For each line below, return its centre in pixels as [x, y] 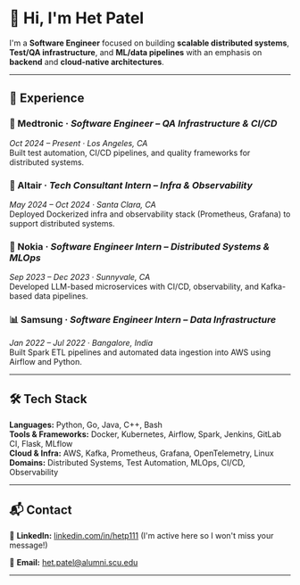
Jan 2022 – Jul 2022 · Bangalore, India [81, 342]
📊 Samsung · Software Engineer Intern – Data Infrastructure [143, 320]
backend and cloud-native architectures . [87, 62]
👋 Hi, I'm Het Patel [77, 18]
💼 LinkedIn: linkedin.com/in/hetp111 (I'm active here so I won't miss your [142, 536]
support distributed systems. [62, 223]
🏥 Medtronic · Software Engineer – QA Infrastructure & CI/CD [143, 124]
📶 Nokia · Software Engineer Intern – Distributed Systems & [140, 246]
